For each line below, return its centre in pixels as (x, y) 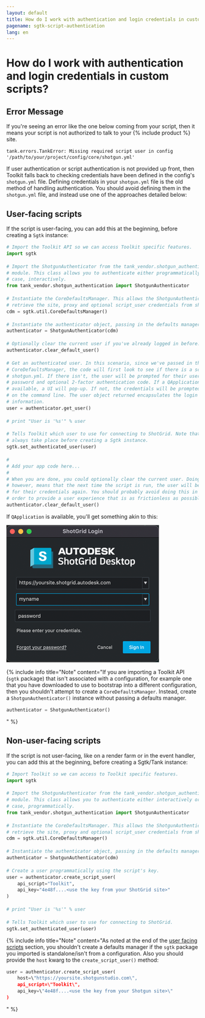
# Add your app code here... (43, 466)
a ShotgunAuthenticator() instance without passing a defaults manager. (97, 698)
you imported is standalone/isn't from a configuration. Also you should (95, 953)
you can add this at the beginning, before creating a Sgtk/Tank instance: (97, 762)
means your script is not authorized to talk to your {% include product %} (99, 133)
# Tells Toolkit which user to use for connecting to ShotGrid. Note (97, 434)
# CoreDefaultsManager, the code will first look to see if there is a (99, 370)
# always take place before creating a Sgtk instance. (77, 441)
